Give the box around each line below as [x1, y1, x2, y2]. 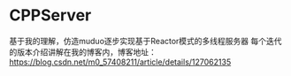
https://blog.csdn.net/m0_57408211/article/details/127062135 [9, 57, 232, 67]
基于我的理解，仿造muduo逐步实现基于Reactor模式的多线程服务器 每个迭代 [9, 35, 282, 46]
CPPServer [9, 5, 92, 26]
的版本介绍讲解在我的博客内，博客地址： [9, 46, 157, 57]
